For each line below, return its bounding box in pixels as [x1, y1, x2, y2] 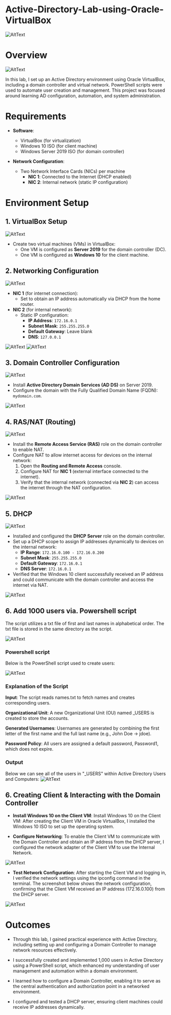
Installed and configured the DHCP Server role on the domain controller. [12, 533, 165, 539]
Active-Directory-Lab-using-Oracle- [5, 4, 164, 15]
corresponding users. [5, 700, 51, 706]
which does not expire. [5, 746, 54, 752]
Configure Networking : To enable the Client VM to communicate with [12, 833, 160, 839]
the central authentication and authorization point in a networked [12, 983, 150, 989]
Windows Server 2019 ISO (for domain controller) [20, 148, 124, 154]
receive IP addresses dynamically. [12, 1004, 85, 1010]
